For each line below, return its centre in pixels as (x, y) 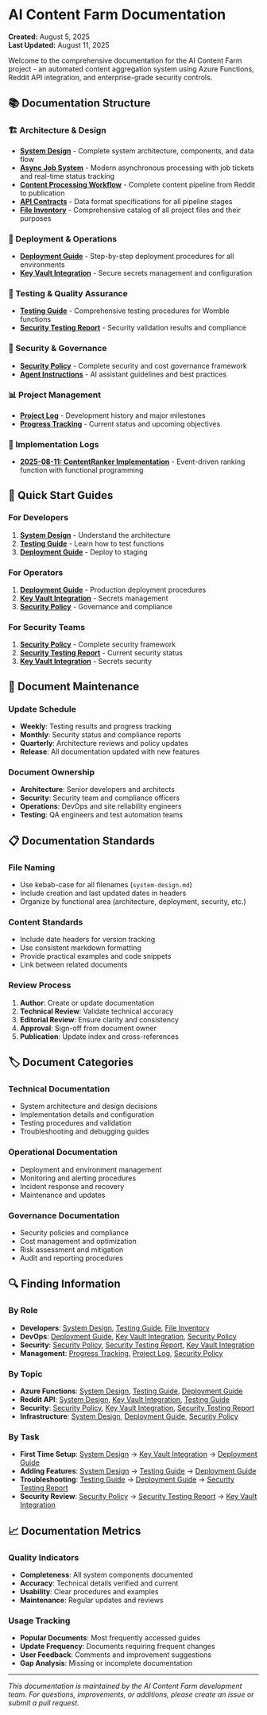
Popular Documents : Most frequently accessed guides (110, 1638)
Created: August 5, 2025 (49, 37)
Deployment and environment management (91, 1169)
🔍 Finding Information (64, 1284)
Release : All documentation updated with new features (110, 751)
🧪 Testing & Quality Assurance (68, 293)
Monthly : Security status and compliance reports (100, 735)
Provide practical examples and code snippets (95, 956)
